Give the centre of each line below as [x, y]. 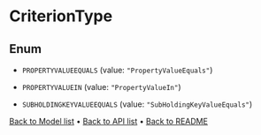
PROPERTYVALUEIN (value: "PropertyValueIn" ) [101, 87]
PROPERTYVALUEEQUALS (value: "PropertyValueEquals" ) [117, 70]
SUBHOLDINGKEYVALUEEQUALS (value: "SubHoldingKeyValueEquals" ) [137, 104]
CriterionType [61, 16]
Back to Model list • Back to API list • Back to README [108, 121]
